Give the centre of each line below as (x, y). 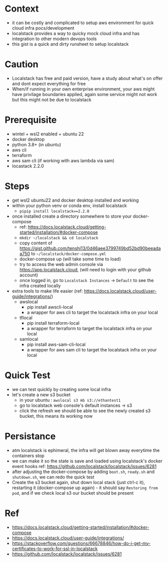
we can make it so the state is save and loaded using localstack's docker (87, 461)
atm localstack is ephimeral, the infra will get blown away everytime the (86, 450)
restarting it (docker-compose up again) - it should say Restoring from (85, 488)
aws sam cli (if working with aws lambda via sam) (63, 160)
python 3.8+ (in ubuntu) (36, 144)
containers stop (28, 455)
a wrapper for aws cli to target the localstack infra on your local (93, 312)
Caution (22, 65)
